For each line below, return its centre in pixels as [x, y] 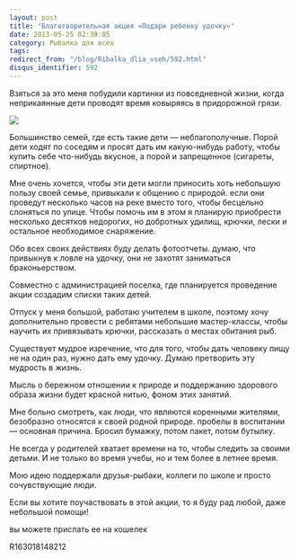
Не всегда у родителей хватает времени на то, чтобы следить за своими [149, 448]
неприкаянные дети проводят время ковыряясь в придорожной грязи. [145, 102]
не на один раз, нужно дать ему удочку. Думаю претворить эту [132, 358]
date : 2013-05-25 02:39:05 [60, 34]
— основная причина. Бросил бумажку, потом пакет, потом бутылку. [142, 430]
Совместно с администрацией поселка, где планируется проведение [143, 285]
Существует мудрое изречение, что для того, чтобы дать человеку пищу [149, 348]
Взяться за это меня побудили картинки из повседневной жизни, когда [147, 93]
